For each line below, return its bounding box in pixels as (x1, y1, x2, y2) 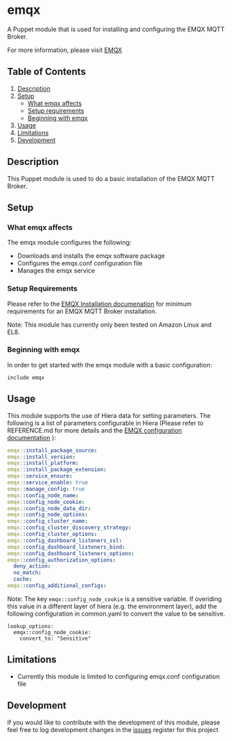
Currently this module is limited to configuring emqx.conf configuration (17, 672, 220, 681)
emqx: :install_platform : (7, 460, 79, 467)
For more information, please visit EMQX (7, 46, 123, 54)
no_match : (13, 569, 42, 577)
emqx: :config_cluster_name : (7, 518, 89, 525)
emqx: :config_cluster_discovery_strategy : (7, 524, 132, 532)
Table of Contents (7, 66, 87, 78)
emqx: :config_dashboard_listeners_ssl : (7, 537, 123, 544)
